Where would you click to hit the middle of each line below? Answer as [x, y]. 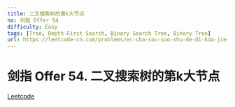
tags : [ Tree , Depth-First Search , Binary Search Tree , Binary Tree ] [109, 33]
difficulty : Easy [33, 27]
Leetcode [21, 97]
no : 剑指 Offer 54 [33, 20]
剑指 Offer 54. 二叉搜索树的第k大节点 [114, 77]
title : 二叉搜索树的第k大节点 [46, 14]
